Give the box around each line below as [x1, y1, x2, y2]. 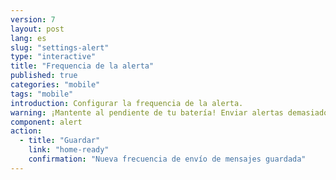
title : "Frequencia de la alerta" [10, 61, 155, 71]
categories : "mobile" [10, 80, 101, 90]
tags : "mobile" [10, 89, 74, 99]
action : [10, 126, 43, 136]
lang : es [10, 33, 47, 43]
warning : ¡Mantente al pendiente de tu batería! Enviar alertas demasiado [10, 107, 329, 118]
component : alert [10, 117, 83, 127]
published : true [10, 71, 78, 81]
